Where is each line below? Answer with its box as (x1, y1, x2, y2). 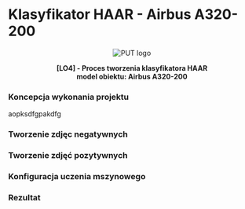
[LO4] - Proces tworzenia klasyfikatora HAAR (56, 63, 208, 72)
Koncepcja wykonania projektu (8, 91, 130, 102)
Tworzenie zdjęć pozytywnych (8, 150, 128, 161)
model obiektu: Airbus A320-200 (76, 71, 188, 81)
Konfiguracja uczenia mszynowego (8, 171, 146, 181)
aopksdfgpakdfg (8, 109, 61, 119)
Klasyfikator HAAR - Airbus (8, 5, 192, 24)
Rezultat (8, 192, 41, 203)
